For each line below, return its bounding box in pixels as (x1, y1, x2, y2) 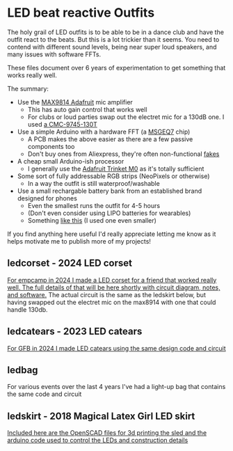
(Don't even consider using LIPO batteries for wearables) (27, 209, 191, 217)
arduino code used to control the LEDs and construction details (7, 436, 188, 445)
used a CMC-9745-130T (27, 120, 97, 128)
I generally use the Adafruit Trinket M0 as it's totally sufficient (27, 164, 204, 173)
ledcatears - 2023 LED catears (7, 326, 143, 338)
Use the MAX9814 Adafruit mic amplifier (17, 97, 134, 106)
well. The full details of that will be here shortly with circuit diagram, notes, (7, 283, 220, 292)
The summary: (7, 84, 49, 93)
